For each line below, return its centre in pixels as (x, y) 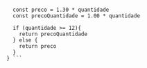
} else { (25, 40)
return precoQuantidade (53, 34)
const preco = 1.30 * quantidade (61, 10)
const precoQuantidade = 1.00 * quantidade (76, 16)
